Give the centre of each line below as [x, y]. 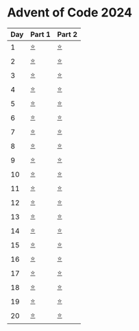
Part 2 [67, 34]
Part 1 [40, 34]
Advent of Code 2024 [69, 13]
